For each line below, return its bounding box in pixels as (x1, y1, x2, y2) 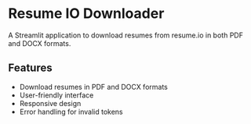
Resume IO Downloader (8, 5, 165, 23)
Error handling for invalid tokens (19, 107, 123, 116)
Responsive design (19, 98, 82, 108)
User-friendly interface (19, 90, 94, 100)
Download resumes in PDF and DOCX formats (19, 82, 169, 91)
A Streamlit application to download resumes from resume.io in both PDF (8, 30, 243, 40)
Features (8, 62, 53, 75)
